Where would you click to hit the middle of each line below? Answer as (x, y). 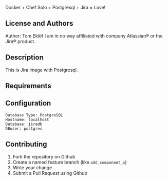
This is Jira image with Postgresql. (42, 70)
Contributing (26, 144)
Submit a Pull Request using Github (50, 173)
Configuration (28, 103)
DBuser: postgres (24, 128)
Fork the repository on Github (44, 156)
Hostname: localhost (27, 119)
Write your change (32, 167)
